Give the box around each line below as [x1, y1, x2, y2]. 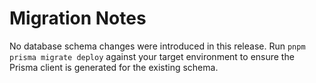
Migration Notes [9, 7, 147, 30]
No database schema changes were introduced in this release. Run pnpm [9, 40, 306, 52]
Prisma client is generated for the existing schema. [9, 61, 219, 73]
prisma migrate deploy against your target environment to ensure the [9, 50, 295, 62]
